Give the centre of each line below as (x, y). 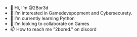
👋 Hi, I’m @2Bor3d (29, 8)
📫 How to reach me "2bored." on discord (53, 29)
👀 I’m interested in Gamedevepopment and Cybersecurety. (71, 13)
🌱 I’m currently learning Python (42, 18)
